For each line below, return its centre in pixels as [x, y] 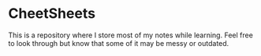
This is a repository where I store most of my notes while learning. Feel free [131, 35]
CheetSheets [52, 14]
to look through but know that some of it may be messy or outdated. [119, 43]
